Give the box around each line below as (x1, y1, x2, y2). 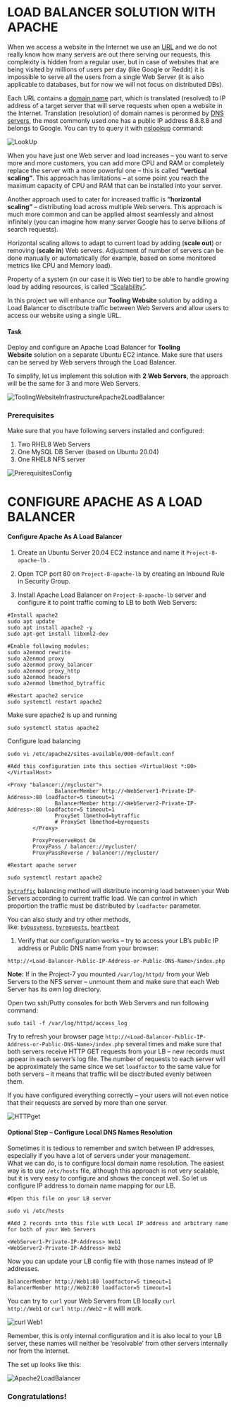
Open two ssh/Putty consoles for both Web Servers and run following (7, 998, 209, 1007)
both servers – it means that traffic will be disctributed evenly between (7, 1070, 212, 1078)
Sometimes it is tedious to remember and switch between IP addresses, (7, 1144, 216, 1152)
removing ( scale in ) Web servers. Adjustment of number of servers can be (7, 246, 224, 254)
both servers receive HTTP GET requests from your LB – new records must (7, 1047, 225, 1055)
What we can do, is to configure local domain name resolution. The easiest (7, 1159, 224, 1168)
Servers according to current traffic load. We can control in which (7, 894, 198, 902)
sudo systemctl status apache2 (7, 724, 99, 731)
